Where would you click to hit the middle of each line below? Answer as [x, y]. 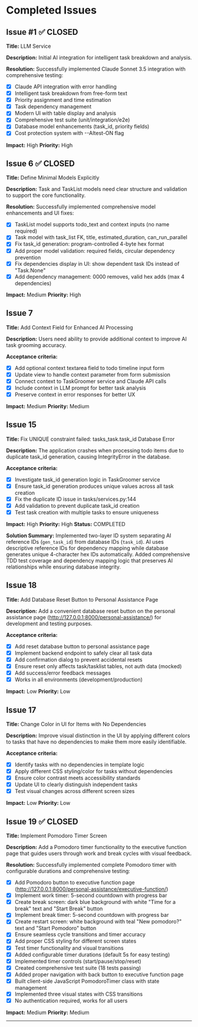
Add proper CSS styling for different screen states [75, 941]
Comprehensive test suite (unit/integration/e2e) [72, 120]
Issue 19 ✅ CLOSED [42, 822]
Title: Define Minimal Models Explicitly [53, 178]
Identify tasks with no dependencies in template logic [79, 764]
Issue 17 [21, 710]
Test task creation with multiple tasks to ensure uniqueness [87, 512]
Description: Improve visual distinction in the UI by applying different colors [98, 735]
